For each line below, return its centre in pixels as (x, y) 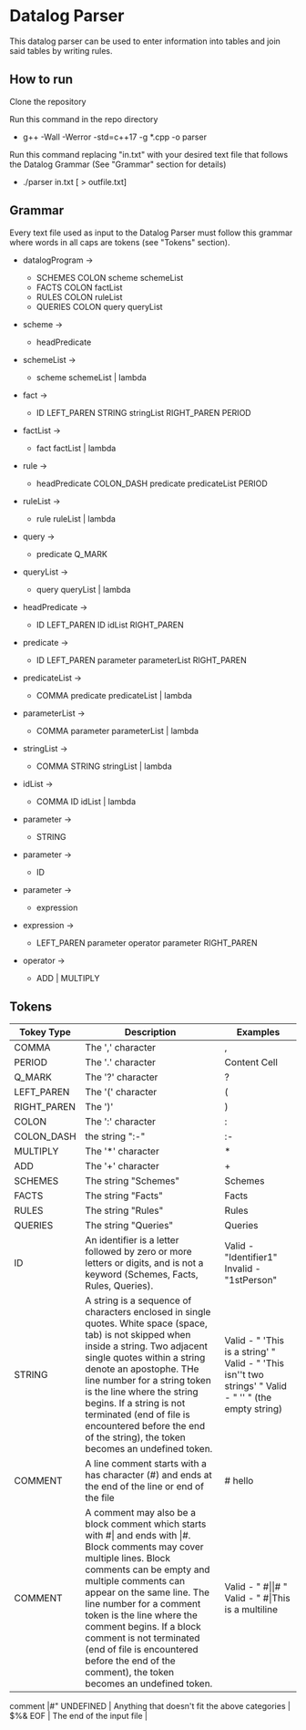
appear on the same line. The (148, 1592)
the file (100, 1498)
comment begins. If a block (143, 1627)
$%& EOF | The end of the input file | (79, 1716)
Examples (258, 1032)
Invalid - (243, 1269)
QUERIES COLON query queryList (99, 306)
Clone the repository (48, 101)
